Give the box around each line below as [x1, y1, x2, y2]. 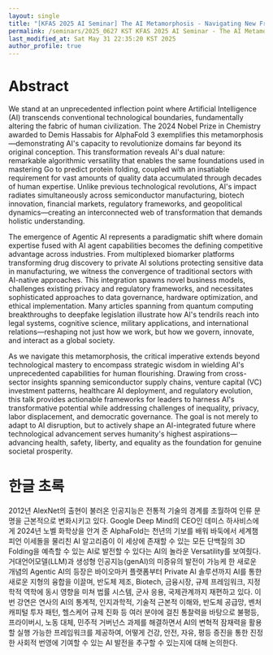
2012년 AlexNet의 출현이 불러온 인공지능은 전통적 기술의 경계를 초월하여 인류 [8, 505, 253, 515]
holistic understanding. [8, 216, 85, 226]
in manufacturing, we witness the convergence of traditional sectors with [8, 267, 253, 276]
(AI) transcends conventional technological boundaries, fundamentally [8, 113, 244, 123]
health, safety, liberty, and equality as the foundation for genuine [45, 438, 262, 448]
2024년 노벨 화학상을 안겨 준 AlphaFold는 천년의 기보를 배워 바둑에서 [16, 526, 237, 536]
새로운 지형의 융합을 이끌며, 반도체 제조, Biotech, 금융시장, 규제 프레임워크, [8, 577, 246, 586]
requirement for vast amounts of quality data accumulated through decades [8, 173, 262, 183]
